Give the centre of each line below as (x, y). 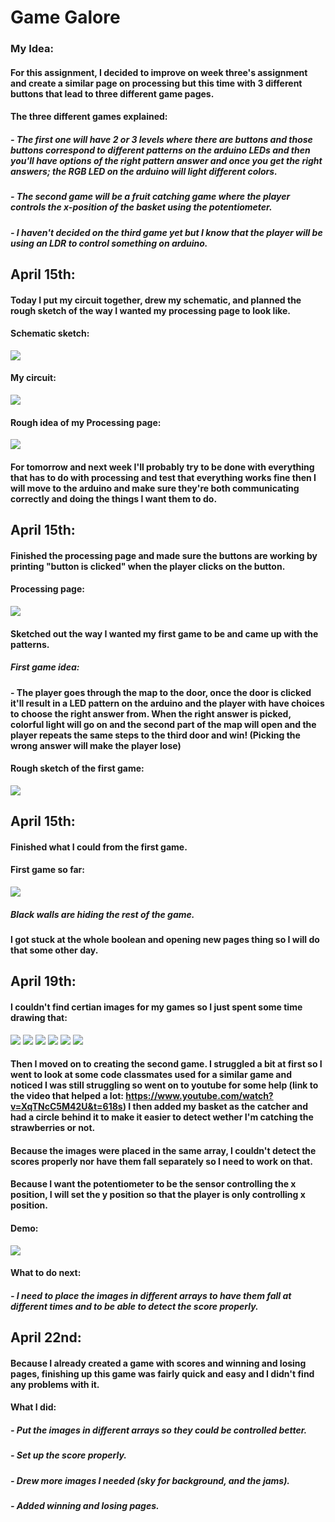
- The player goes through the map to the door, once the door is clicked (161, 692)
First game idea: (45, 667)
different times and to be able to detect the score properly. (134, 1306)
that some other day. (54, 950)
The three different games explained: (89, 117)
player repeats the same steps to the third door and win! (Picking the (155, 735)
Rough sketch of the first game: (77, 768)
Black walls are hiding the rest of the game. (102, 914)
